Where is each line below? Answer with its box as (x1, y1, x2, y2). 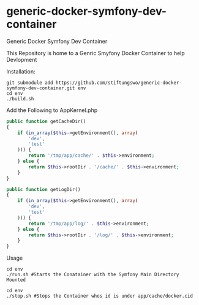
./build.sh (6, 96, 34, 102)
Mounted (6, 277, 26, 283)
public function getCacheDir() (6, 118, 86, 124)
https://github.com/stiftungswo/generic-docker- (55, 80, 182, 86)
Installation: (6, 67, 36, 75)
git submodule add (6, 80, 53, 86)
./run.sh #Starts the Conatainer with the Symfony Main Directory (6, 271, 179, 278)
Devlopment (6, 56, 37, 63)
